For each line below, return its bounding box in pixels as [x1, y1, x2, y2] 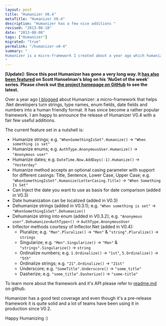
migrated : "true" [5, 39, 41, 44]
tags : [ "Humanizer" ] [5, 35, 48, 40]
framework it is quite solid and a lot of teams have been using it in [5, 300, 139, 306]
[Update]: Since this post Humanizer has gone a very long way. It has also [5, 71, 160, 77]
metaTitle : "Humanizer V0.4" [5, 16, 65, 21]
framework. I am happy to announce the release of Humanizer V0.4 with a [5, 112, 156, 118]
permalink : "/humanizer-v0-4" [5, 44, 68, 49]
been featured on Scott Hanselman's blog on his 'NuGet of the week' [5, 76, 149, 82]
